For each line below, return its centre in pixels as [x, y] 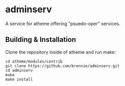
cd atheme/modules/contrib [34, 61]
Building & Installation [41, 40]
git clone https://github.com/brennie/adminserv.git [62, 66]
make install [19, 79]
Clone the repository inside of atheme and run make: [61, 52]
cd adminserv [19, 70]
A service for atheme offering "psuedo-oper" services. [63, 24]
